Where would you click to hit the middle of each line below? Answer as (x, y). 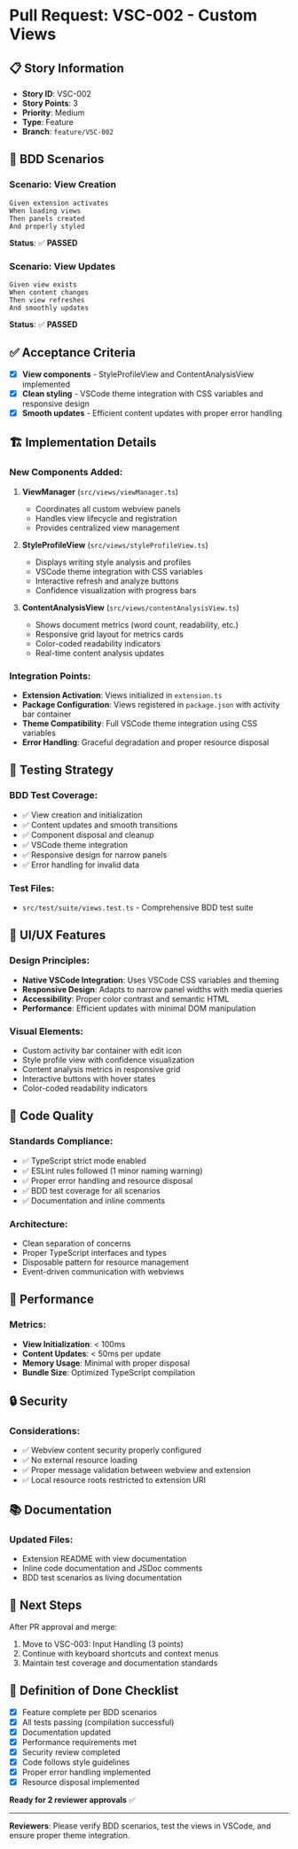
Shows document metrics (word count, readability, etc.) (137, 624)
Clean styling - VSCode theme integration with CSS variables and (142, 393)
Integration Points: (50, 676)
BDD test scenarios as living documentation (102, 1577)
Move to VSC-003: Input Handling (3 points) (102, 1644)
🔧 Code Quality (51, 1116)
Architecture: (39, 1224)
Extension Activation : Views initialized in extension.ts (122, 695)
